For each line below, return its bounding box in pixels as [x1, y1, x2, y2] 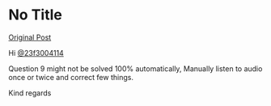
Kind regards [8, 87, 52, 98]
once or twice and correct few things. [8, 72, 133, 82]
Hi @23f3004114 [8, 48, 65, 57]
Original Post [8, 32, 52, 42]
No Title [8, 6, 63, 24]
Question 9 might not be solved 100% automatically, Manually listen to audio [8, 63, 263, 74]
